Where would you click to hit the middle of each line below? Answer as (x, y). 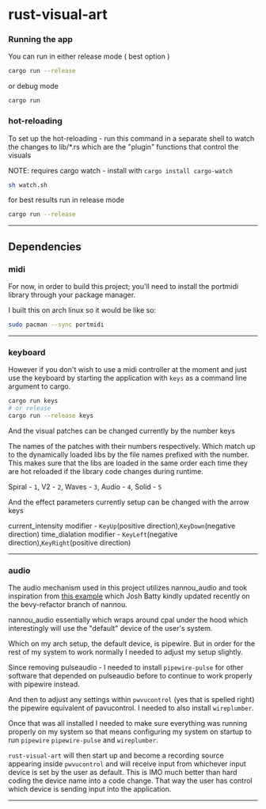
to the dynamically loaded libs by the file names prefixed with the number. (129, 454)
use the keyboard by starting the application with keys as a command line (127, 378)
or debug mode (34, 86)
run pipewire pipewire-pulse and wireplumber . (83, 740)
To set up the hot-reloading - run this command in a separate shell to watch (131, 138)
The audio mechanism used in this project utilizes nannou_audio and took (128, 588)
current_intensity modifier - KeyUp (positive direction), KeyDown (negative (122, 526)
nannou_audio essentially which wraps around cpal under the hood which (128, 620)
